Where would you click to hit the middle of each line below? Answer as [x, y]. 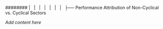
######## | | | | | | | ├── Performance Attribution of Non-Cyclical [82, 8]
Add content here [23, 22]
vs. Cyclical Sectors [26, 13]
